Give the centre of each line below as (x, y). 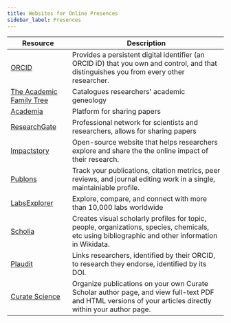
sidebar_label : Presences (44, 20)
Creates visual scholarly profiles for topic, (139, 218)
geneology (89, 100)
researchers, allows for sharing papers (134, 131)
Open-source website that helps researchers (145, 142)
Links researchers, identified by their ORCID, (143, 255)
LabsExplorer (32, 203)
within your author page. (111, 309)
